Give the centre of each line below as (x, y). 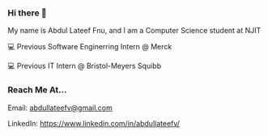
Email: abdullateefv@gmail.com (60, 108)
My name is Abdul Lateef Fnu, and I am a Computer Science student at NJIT (134, 31)
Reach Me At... (37, 90)
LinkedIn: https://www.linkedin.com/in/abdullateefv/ (94, 123)
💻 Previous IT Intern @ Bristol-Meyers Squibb (85, 66)
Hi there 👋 (28, 13)
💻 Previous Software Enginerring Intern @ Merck (90, 47)
